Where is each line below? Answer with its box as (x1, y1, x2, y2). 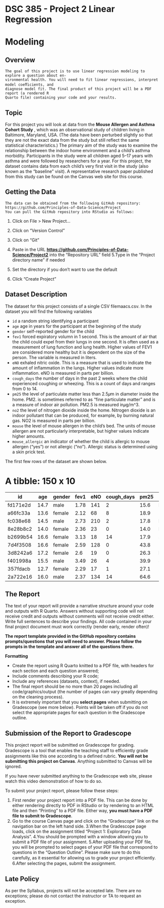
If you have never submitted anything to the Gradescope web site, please (5, 773, 152, 779)
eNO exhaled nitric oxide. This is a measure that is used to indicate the (12, 360, 152, 365)
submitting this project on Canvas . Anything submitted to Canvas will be (5, 758, 152, 764)
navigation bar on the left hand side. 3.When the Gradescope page (12, 823, 146, 830)
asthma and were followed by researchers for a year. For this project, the (5, 158, 151, 164)
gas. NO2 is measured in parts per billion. (12, 417, 96, 423)
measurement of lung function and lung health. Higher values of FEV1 (12, 344, 152, 350)
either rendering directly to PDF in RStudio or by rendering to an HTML (12, 803, 154, 808)
